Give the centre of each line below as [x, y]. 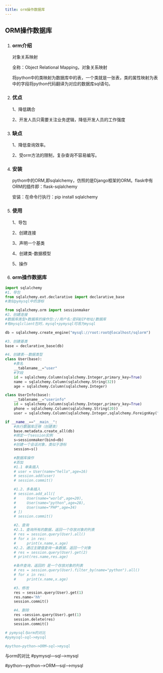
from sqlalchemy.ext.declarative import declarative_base [65, 297]
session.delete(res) [34, 619]
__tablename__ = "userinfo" [40, 400]
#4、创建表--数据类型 [24, 355]
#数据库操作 [24, 458]
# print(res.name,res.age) [41, 557]
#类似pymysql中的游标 [25, 301]
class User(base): [24, 359]
